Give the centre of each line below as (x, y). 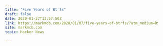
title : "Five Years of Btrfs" (36, 9)
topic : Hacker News (25, 32)
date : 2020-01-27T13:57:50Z (33, 18)
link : (10, 23)
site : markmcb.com (24, 28)
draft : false (18, 14)
